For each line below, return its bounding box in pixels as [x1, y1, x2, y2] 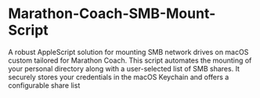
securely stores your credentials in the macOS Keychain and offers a [8, 72, 229, 82]
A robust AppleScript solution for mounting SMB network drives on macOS [8, 47, 249, 56]
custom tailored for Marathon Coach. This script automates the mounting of [8, 56, 252, 65]
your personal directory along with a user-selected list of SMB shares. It [8, 64, 240, 73]
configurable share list [8, 80, 81, 90]
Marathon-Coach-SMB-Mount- [8, 5, 216, 23]
